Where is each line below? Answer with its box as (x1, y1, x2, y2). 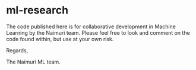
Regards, (6, 46, 29, 54)
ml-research (6, 4, 69, 17)
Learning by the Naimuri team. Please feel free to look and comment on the (6, 29, 190, 36)
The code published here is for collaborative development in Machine (6, 23, 176, 30)
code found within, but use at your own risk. (6, 35, 114, 42)
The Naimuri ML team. (6, 58, 61, 65)
